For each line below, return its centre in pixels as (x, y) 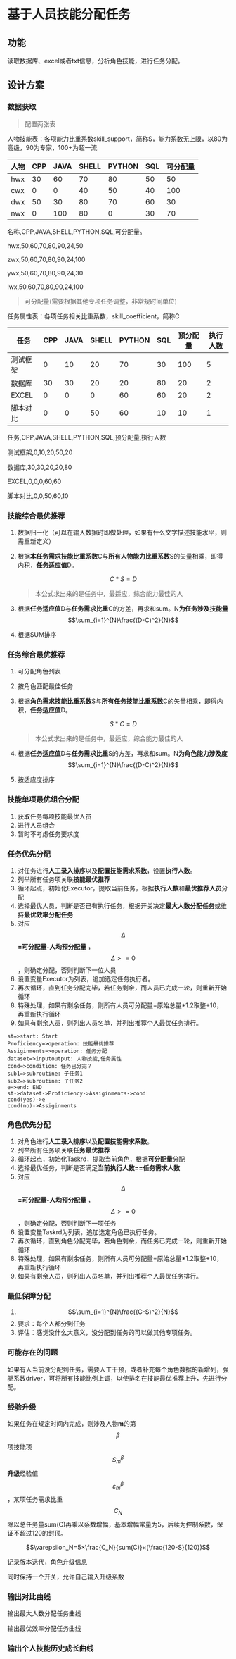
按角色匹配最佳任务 (45, 686)
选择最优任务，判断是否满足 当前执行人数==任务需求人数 (99, 1168)
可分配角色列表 (39, 671)
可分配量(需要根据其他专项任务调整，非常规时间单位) (101, 301)
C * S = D (123, 579)
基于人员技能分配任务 (69, 14)
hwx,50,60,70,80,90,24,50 (45, 246)
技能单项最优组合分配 (43, 800)
